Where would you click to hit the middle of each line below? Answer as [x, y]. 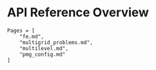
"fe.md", [32, 36]
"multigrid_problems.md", [56, 42]
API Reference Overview [78, 13]
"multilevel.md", [44, 48]
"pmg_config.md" [43, 54]
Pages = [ [21, 31]
